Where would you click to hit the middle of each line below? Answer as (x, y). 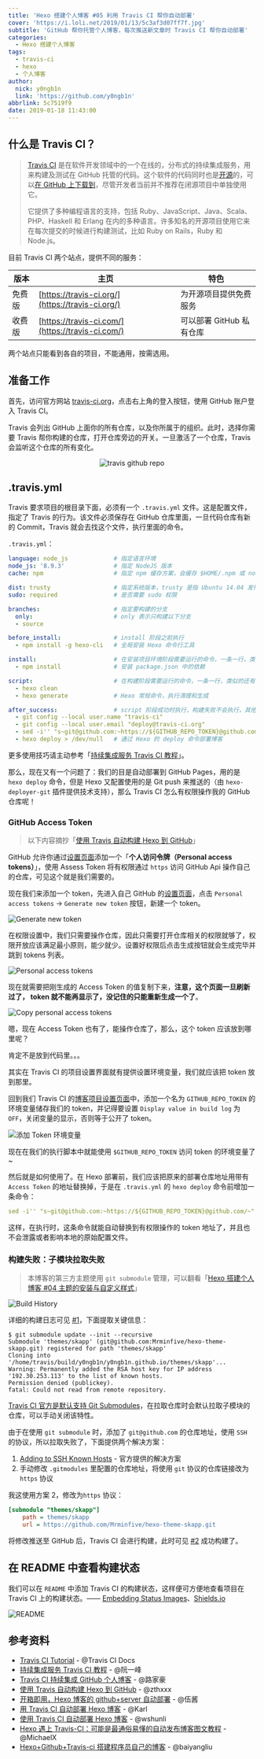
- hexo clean (37, 688)
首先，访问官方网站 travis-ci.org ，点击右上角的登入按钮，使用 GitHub (120, 401)
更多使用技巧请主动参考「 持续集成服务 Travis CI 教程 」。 (98, 755)
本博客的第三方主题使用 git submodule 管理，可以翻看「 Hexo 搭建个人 (141, 1278)
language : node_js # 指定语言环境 (82, 559)
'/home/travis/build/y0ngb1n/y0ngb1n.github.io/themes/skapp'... (117, 1362)
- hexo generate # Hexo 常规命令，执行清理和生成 (112, 696)
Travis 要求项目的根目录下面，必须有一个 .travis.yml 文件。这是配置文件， (130, 508)
